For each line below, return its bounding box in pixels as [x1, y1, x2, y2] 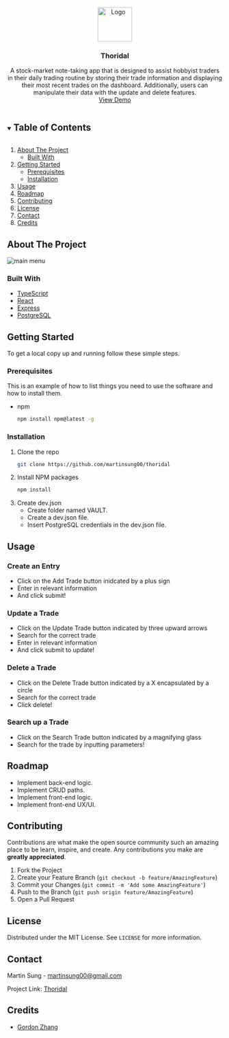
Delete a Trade [7, 663, 57, 673]
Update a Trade [7, 608, 59, 618]
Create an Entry [7, 561, 60, 570]
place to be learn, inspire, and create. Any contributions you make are [7, 845, 204, 854]
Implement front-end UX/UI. [16, 800, 96, 808]
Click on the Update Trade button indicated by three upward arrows [16, 624, 208, 632]
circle [16, 686, 33, 694]
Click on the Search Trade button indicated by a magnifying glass [16, 733, 202, 741]
